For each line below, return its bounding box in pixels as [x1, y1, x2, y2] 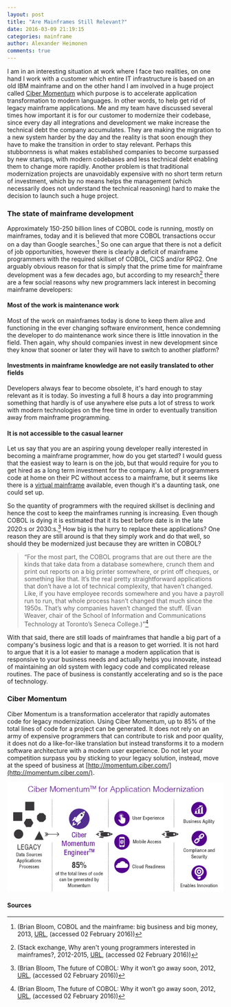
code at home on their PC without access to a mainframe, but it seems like [7, 474, 218, 482]
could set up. [7, 488, 45, 497]
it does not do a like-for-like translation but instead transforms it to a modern [7, 739, 224, 747]
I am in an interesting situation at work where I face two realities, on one [7, 68, 211, 75]
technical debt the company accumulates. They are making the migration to [7, 126, 221, 134]
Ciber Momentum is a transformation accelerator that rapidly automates [7, 709, 210, 718]
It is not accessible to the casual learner [7, 429, 124, 437]
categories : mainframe [7, 33, 72, 40]
